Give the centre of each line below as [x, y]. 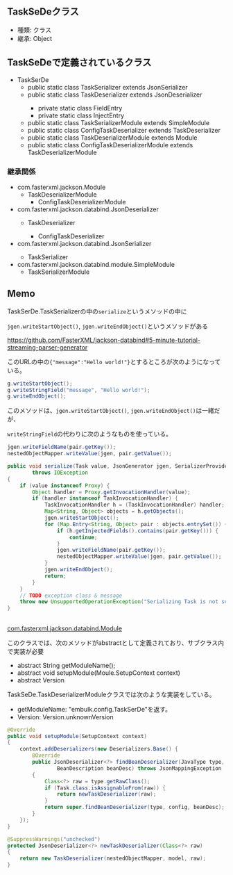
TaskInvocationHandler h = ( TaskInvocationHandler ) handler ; [135, 505]
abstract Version [41, 680]
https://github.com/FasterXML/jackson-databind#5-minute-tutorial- [104, 340]
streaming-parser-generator [48, 347]
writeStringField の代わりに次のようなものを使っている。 [89, 434]
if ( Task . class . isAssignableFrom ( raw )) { [105, 788]
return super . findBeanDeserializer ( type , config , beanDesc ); [135, 808]
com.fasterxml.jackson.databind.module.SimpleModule [96, 264]
